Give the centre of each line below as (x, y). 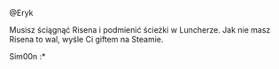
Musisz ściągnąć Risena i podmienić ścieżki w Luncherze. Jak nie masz (140, 30)
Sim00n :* (27, 56)
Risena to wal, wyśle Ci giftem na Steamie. (86, 39)
